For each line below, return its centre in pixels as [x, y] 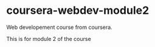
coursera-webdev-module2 [78, 11]
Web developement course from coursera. [59, 27]
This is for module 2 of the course [49, 39]
